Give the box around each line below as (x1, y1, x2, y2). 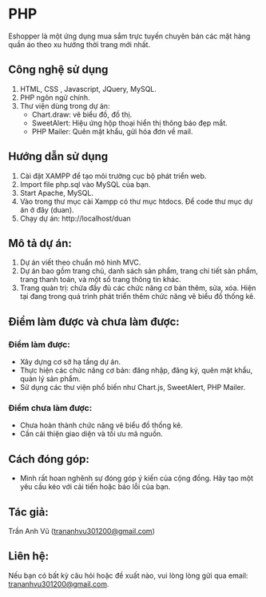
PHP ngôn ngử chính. (19, 93, 90, 102)
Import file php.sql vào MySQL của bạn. (19, 179, 151, 189)
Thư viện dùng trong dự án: (19, 101, 110, 110)
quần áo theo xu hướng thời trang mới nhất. (8, 39, 150, 49)
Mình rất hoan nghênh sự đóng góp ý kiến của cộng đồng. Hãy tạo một (19, 473, 254, 484)
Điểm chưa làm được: (8, 402, 93, 413)
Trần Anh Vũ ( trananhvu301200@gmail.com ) (8, 526, 156, 535)
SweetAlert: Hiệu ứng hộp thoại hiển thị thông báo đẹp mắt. (31, 117, 228, 128)
